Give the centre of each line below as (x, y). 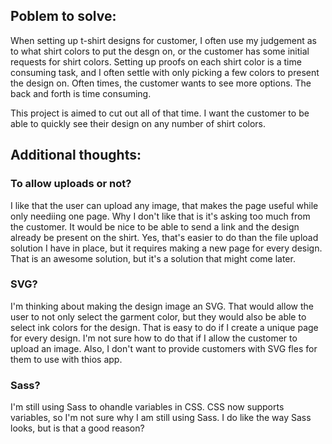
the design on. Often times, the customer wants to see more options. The (161, 83)
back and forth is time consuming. (81, 93)
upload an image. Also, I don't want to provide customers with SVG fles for (164, 348)
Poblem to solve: (63, 16)
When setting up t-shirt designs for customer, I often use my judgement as (164, 40)
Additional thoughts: (76, 155)
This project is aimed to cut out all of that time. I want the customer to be (160, 113)
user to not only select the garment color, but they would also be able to (158, 316)
